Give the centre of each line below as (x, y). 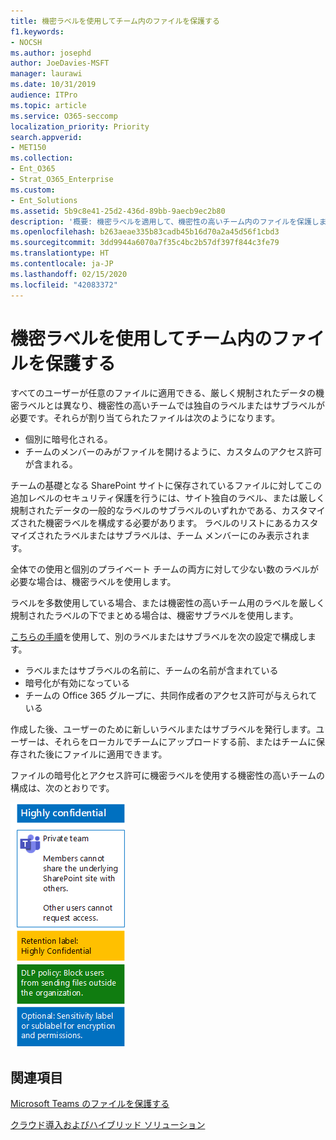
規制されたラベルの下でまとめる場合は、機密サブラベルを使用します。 (154, 616)
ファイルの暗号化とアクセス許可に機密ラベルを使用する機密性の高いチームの (167, 776)
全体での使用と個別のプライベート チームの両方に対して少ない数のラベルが (165, 569)
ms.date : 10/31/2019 (53, 85)
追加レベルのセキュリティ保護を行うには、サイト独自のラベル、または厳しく (168, 498)
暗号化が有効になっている (77, 683)
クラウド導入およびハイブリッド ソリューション (108, 1125)
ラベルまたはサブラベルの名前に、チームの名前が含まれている (151, 671)
